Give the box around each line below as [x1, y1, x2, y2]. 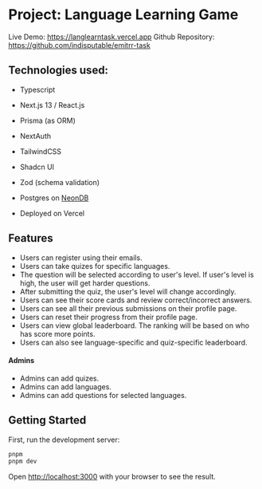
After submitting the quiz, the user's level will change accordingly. [19, 286, 237, 296]
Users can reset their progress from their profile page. [19, 312, 197, 321]
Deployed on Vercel [19, 208, 85, 218]
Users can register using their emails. [19, 253, 143, 262]
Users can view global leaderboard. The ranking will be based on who [19, 321, 250, 330]
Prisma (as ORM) [19, 116, 76, 125]
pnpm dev [8, 457, 37, 466]
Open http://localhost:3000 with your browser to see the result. [8, 472, 217, 482]
